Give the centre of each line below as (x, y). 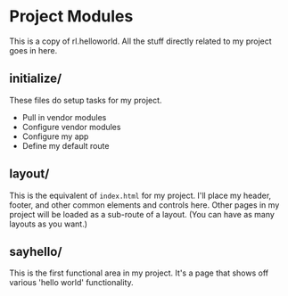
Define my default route (66, 145)
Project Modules (71, 16)
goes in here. (33, 50)
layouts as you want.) (48, 224)
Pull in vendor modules (64, 117)
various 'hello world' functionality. (71, 283)
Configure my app (55, 136)
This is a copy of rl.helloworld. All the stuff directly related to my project (140, 41)
